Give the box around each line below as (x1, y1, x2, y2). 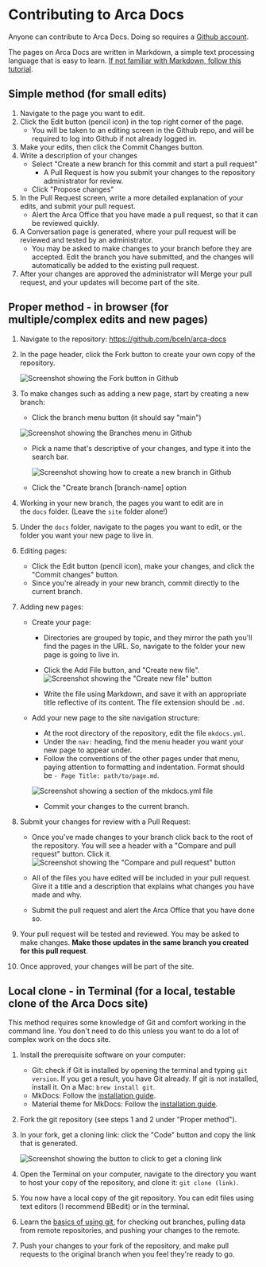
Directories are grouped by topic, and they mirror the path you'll (43, 632, 253, 642)
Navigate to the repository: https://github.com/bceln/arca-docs (19, 334, 227, 344)
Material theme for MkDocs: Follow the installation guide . (31, 1099, 218, 1109)
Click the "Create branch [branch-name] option (31, 483, 187, 492)
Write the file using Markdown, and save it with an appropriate (43, 689, 247, 698)
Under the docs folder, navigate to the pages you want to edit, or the (19, 522, 242, 531)
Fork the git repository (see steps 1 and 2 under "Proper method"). (19, 1115, 237, 1125)
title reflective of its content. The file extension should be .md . (43, 698, 245, 707)
